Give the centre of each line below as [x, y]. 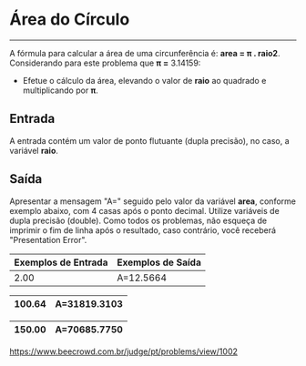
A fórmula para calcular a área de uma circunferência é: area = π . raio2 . [145, 53]
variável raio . [34, 150]
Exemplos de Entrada [61, 262]
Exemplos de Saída [159, 262]
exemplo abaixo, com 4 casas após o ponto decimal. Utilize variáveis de [144, 210]
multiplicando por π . [60, 90]
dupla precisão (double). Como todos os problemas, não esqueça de [138, 220]
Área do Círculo [70, 20]
